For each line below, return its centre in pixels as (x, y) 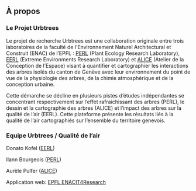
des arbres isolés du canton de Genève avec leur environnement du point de (98, 72)
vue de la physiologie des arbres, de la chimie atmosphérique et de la (90, 78)
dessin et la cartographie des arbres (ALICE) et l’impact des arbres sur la (94, 108)
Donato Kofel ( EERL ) (30, 148)
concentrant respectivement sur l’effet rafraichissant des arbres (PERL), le (95, 102)
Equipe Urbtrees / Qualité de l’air (53, 136)
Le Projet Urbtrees (32, 28)
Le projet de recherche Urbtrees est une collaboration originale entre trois (95, 41)
